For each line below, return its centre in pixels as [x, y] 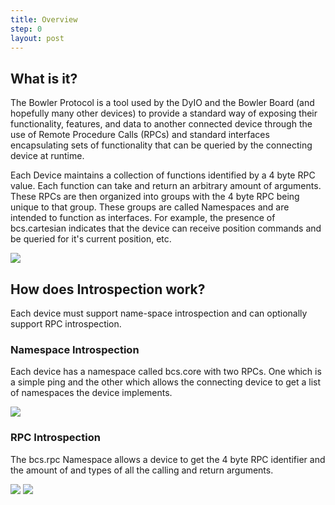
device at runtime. [47, 156]
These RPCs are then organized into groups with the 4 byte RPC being [155, 197]
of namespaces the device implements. [91, 393]
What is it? [44, 78]
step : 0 [26, 29]
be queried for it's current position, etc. [91, 239]
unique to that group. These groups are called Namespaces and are [150, 207]
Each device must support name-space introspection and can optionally [159, 313]
